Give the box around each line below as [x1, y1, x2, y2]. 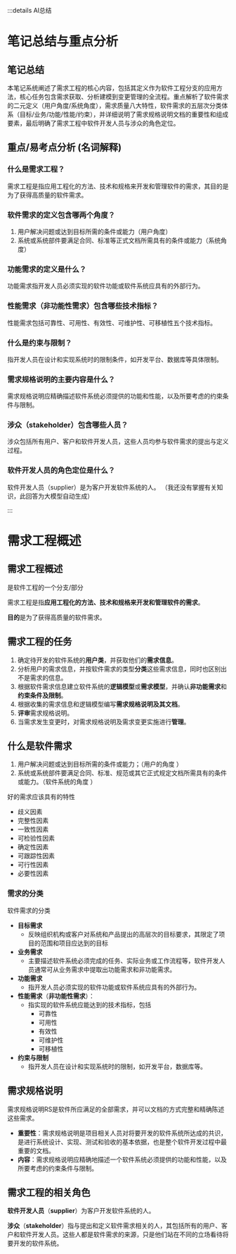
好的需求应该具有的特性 [7, 793, 75, 801]
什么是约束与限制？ [7, 338, 72, 348]
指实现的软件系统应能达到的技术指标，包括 [27, 1000, 152, 1009]
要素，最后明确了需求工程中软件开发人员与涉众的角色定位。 [7, 119, 180, 127]
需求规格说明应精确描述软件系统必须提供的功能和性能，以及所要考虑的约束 [7, 392, 223, 401]
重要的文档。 [17, 1146, 55, 1155]
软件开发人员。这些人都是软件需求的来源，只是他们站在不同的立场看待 [19, 1230, 223, 1239]
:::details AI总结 [7, 6, 52, 14]
